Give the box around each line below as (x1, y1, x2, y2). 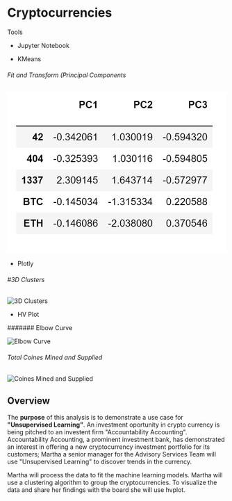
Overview (7, 395, 51, 406)
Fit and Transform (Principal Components (7, 71, 126, 79)
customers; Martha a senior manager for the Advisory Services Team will (7, 450, 217, 459)
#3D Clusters (7, 275, 45, 284)
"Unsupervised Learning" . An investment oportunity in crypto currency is (7, 420, 220, 429)
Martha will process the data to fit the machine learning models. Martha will (7, 471, 223, 479)
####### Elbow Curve (7, 324, 73, 332)
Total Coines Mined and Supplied (7, 353, 103, 361)
